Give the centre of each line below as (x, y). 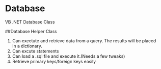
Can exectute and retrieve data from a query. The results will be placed (84, 41)
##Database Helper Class (31, 31)
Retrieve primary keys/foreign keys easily (54, 61)
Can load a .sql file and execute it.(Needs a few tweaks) (68, 56)
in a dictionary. (27, 46)
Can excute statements (36, 51)
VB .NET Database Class (30, 22)
